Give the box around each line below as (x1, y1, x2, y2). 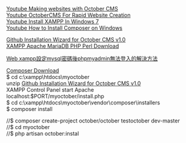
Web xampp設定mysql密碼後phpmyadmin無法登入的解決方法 (6, 55, 158, 62)
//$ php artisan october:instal (6, 130, 79, 137)
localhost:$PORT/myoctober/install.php (6, 93, 105, 100)
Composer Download (6, 67, 59, 74)
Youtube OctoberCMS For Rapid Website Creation (6, 11, 131, 19)
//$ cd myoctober (6, 124, 50, 130)
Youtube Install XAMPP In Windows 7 (6, 18, 99, 25)
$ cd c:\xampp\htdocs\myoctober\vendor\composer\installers (6, 99, 161, 106)
